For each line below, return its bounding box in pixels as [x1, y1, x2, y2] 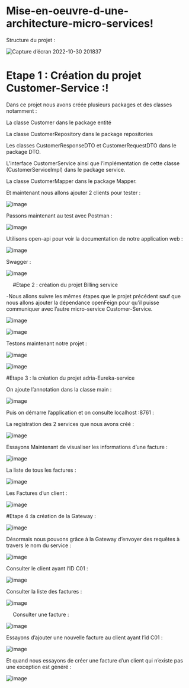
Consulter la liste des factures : [6, 588, 82, 595]
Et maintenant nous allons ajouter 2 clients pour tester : [6, 189, 141, 196]
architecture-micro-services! [6, 17, 154, 30]
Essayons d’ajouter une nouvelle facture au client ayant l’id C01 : [6, 634, 163, 641]
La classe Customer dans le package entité [6, 119, 111, 126]
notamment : [6, 107, 37, 114]
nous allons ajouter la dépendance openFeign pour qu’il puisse [6, 299, 159, 306]
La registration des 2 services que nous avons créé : [6, 420, 134, 427]
